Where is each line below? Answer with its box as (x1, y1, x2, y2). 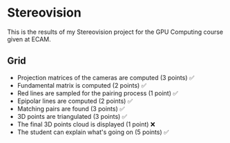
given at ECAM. (7, 35, 52, 43)
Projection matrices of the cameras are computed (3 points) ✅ (17, 73, 195, 82)
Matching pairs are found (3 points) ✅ (17, 104, 126, 113)
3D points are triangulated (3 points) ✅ (17, 112, 128, 120)
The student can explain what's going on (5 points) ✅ (17, 128, 169, 136)
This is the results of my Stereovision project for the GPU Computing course (7, 28, 224, 36)
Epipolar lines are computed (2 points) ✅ (17, 97, 133, 105)
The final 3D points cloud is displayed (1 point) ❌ (17, 120, 155, 128)
